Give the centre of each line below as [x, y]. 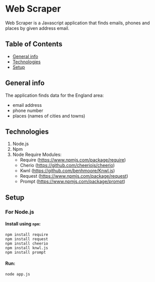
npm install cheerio [27, 244]
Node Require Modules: [37, 154]
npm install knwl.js [27, 248]
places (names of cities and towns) [49, 116]
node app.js [18, 274]
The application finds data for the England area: [55, 95]
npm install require [27, 234]
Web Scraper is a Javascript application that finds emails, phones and [77, 23]
